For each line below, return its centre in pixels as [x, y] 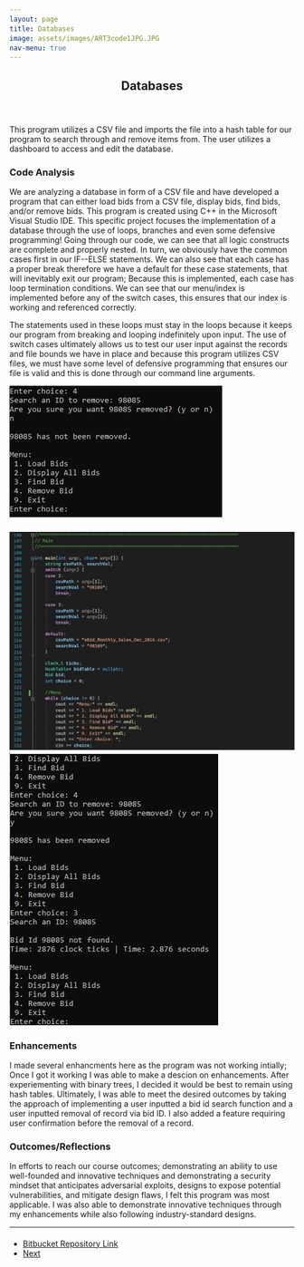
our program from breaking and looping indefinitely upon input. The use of [148, 334]
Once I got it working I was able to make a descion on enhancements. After [149, 1075]
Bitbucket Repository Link [70, 1243]
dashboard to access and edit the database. [91, 149]
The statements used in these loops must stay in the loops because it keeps [151, 324]
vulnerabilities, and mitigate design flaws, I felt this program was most [139, 1195]
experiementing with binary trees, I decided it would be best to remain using [151, 1084]
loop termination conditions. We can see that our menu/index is [127, 288]
